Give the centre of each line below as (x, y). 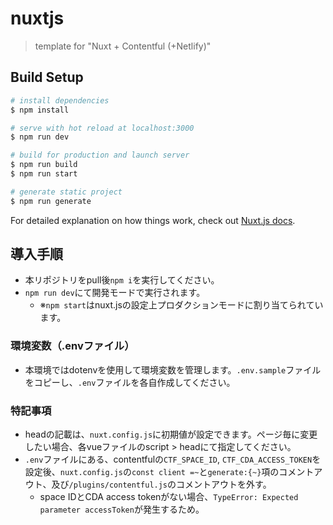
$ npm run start (44, 174)
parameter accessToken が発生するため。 (122, 509)
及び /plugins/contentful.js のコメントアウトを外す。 (161, 484)
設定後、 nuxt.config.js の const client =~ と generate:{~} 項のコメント (169, 472)
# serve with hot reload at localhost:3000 (102, 128)
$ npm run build (44, 165)
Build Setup (47, 77)
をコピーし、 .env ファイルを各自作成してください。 (130, 382)
